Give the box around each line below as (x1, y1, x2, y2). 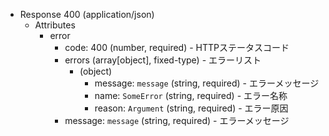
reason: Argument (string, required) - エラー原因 (94, 102, 289, 114)
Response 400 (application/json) (19, 9, 155, 20)
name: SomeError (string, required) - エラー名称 (94, 90, 288, 101)
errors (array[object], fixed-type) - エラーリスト (64, 54, 262, 66)
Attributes (34, 19, 76, 31)
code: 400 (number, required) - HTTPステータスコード (64, 42, 290, 53)
